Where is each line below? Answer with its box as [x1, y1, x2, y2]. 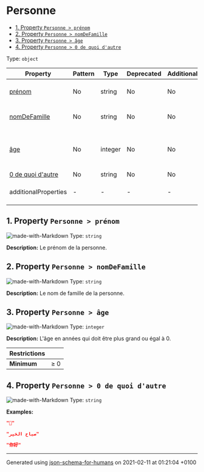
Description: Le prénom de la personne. [6, 244, 107, 251]
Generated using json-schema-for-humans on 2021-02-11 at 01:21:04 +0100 [6, 459, 197, 466]
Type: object [6, 55, 38, 62]
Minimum [9, 359, 38, 368]
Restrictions [9, 349, 46, 358]
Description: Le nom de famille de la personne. [6, 290, 125, 297]
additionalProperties [9, 187, 67, 196]
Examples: [6, 408, 33, 415]
